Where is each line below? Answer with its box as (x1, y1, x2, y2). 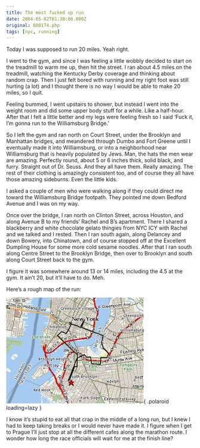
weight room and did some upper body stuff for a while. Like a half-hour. (6, 107, 185, 114)
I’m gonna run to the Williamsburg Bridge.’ (6, 120, 109, 127)
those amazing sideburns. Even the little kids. (6, 176, 118, 183)
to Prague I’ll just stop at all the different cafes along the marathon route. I (6, 428, 187, 436)
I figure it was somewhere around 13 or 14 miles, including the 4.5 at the (6, 268, 183, 275)
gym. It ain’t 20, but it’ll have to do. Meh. (6, 274, 105, 281)
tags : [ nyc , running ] (6, 29, 60, 35)
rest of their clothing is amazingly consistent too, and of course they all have (6, 169, 194, 176)
